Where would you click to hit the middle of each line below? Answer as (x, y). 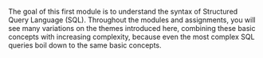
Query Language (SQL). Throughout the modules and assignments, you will (132, 20)
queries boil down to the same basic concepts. (85, 45)
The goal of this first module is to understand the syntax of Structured (123, 12)
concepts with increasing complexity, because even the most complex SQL (131, 37)
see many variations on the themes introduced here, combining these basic (132, 28)
